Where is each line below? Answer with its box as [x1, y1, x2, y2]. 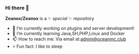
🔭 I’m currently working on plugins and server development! [12, 26, 135, 31]
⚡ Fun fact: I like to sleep [12, 44, 63, 50]
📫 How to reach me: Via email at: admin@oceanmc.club [12, 36, 126, 42]
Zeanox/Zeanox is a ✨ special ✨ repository [5, 16, 94, 22]
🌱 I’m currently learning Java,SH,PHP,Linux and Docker [12, 30, 125, 36]
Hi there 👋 [5, 4, 30, 11]
